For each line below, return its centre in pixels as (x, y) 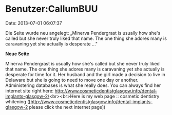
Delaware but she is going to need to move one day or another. (72, 80)
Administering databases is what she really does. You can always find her (83, 85)
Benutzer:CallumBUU (52, 9)
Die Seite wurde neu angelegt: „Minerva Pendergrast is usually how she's (83, 33)
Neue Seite (17, 54)
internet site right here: (30, 90)
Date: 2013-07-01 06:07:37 (34, 23)
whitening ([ (18, 101)
